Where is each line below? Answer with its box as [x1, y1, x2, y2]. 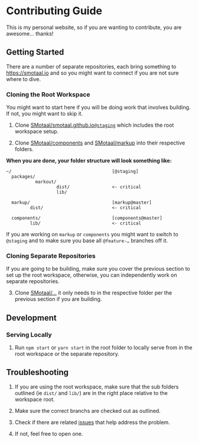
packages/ [11, 174, 35, 180]
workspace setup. [14, 128, 59, 135]
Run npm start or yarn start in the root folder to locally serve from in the [14, 344, 193, 351]
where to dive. [6, 75, 41, 82]
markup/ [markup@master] [11, 200, 152, 206]
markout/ [35, 179, 57, 185]
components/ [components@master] [11, 215, 163, 221]
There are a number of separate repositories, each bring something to [6, 63, 177, 70]
